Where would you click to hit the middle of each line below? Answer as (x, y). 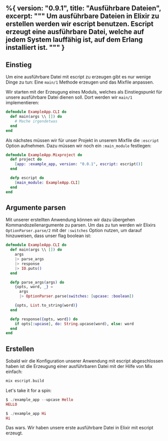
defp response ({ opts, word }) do (44, 319)
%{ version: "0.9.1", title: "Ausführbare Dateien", (83, 8)
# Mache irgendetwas (36, 121)
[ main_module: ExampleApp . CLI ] (47, 182)
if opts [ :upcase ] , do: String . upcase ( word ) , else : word (74, 324)
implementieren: (23, 103)
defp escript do (27, 178)
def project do (26, 160)
